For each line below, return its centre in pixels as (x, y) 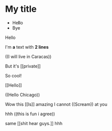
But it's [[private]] (23, 66)
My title (21, 9)
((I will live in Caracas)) (28, 56)
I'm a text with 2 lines (27, 47)
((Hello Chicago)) (23, 95)
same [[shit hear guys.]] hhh (34, 123)
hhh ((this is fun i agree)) (30, 114)
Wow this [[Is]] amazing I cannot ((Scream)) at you (56, 104)
